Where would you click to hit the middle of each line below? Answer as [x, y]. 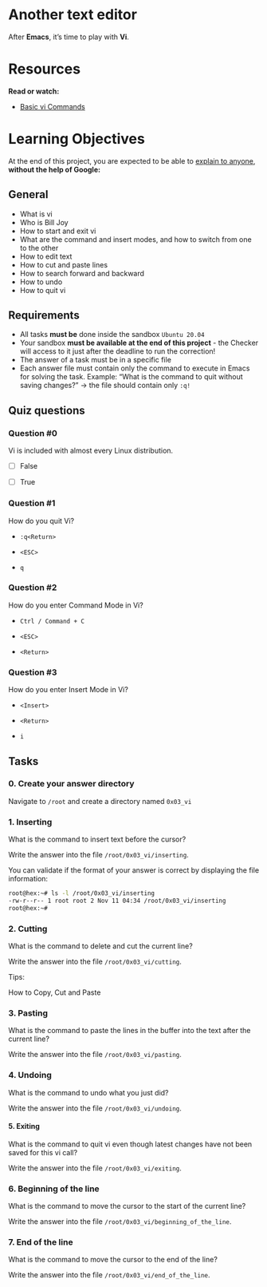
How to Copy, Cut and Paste [55, 992]
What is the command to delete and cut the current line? [100, 946]
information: [28, 879]
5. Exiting [24, 1127]
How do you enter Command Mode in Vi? [76, 605]
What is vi [36, 214]
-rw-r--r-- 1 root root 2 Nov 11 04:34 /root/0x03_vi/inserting [117, 901]
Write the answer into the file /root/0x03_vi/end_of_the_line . [109, 1275]
